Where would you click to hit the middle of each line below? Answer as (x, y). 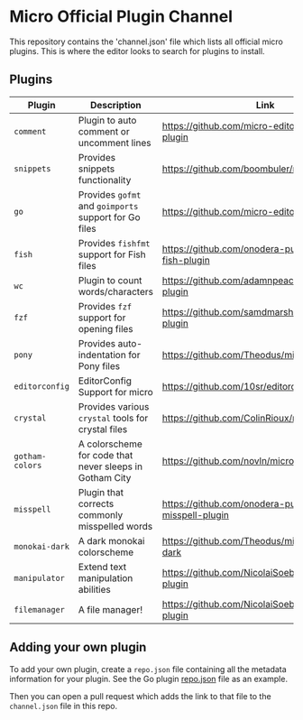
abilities (94, 589)
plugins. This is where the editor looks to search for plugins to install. (137, 51)
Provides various (114, 406)
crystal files (103, 429)
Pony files (99, 365)
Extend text (102, 567)
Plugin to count (110, 280)
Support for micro (115, 392)
